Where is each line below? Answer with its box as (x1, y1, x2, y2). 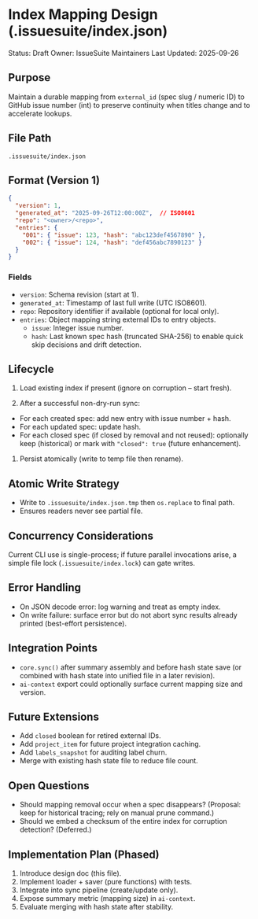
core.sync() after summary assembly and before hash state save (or (19, 662, 242, 672)
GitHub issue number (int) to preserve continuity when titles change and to (8, 100, 250, 109)
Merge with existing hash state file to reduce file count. (19, 756, 198, 766)
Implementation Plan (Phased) (8, 847, 160, 861)
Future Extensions (8, 710, 100, 723)
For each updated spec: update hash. (19, 423, 142, 432)
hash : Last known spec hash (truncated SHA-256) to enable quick (31, 331, 244, 341)
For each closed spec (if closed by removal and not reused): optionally (19, 430, 249, 440)
